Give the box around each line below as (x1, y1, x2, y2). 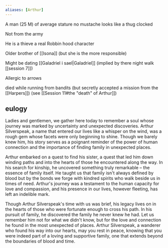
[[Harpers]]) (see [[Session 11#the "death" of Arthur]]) (5, 90, 117, 96)
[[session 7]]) (5, 65, 33, 71)
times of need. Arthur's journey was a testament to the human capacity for (5, 181, 159, 187)
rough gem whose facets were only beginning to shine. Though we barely (5, 134, 158, 140)
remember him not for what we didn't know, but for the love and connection (5, 217, 161, 223)
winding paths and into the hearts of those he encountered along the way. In (5, 159, 163, 165)
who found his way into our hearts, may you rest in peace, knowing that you (5, 227, 162, 233)
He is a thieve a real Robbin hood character (5, 41, 94, 47)
